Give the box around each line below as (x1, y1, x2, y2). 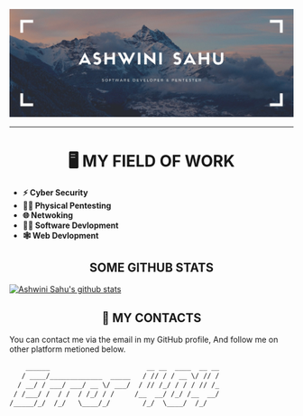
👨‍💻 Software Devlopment (22, 220, 119, 231)
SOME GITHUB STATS (88, 260, 215, 275)
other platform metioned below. (9, 344, 126, 355)
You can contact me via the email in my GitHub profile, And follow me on (9, 335, 279, 345)
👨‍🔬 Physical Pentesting (22, 200, 112, 212)
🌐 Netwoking (22, 210, 74, 221)
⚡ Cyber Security (22, 187, 88, 198)
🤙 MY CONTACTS (101, 310, 202, 326)
